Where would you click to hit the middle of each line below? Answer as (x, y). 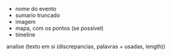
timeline (25, 35)
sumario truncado (38, 15)
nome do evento (36, 9)
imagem (25, 22)
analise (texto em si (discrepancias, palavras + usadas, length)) (86, 46)
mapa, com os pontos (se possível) (59, 28)
